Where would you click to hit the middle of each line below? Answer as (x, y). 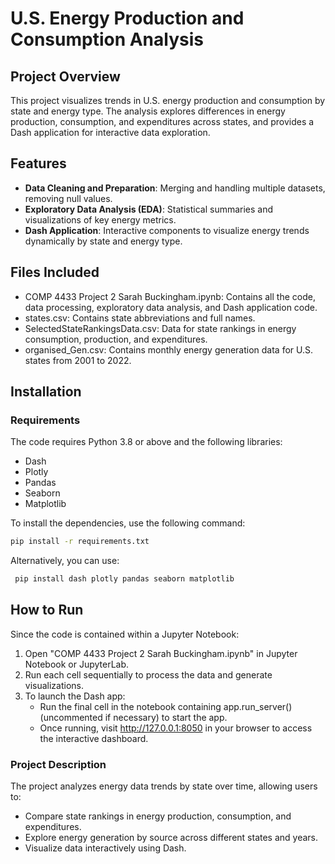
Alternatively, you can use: (65, 561)
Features (38, 163)
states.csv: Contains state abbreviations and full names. (140, 318)
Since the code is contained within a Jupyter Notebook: (125, 634)
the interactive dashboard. (94, 738)
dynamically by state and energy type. (103, 241)
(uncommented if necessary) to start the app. (133, 717)
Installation (46, 392)
